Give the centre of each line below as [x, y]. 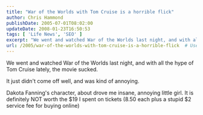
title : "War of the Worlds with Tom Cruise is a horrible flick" [90, 12]
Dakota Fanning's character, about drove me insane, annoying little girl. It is [100, 93]
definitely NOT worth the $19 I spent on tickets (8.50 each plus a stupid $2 [99, 99]
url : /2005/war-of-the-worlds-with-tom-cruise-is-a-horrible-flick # [97, 46]
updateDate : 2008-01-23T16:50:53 [48, 29]
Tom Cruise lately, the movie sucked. [52, 69]
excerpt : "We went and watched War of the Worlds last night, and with [98, 40]
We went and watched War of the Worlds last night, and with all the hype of [100, 63]
